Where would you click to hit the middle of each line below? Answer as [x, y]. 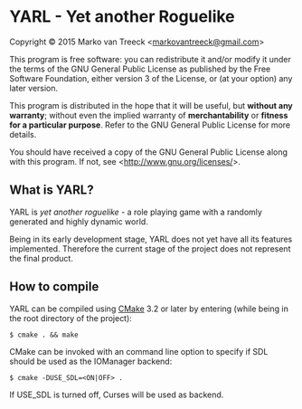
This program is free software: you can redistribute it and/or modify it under [150, 59]
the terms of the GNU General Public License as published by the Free [140, 69]
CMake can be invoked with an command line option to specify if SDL [139, 351]
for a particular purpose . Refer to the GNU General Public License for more [150, 125]
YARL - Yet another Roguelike [122, 17]
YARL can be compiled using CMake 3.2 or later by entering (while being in [149, 309]
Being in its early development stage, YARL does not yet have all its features [151, 239]
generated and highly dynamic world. [79, 221]
